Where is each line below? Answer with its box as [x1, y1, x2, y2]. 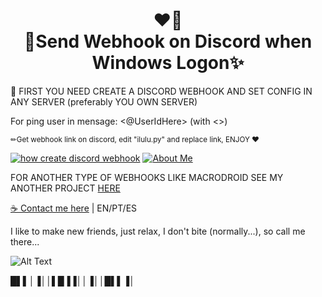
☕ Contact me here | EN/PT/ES [10, 202, 138, 214]
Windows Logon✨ [91, 52, 245, 74]
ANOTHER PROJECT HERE [10, 182, 121, 194]
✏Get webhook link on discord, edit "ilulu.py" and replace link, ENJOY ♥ [10, 134, 260, 144]
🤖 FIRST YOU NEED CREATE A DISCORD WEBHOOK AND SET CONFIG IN [10, 85, 313, 97]
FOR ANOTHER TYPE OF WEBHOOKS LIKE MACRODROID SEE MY [10, 171, 284, 183]
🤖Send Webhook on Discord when [23, 30, 313, 53]
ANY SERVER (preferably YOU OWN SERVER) [10, 95, 198, 108]
